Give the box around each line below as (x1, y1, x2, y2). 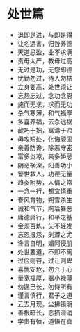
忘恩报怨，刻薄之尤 (17, 230, 73, 238)
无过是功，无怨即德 (17, 65, 73, 74)
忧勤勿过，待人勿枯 (17, 74, 73, 82)
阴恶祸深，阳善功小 (17, 160, 73, 169)
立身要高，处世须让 (17, 83, 73, 91)
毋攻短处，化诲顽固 (17, 135, 73, 143)
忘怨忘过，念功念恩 (17, 91, 73, 99)
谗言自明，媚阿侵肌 (17, 239, 73, 247)
